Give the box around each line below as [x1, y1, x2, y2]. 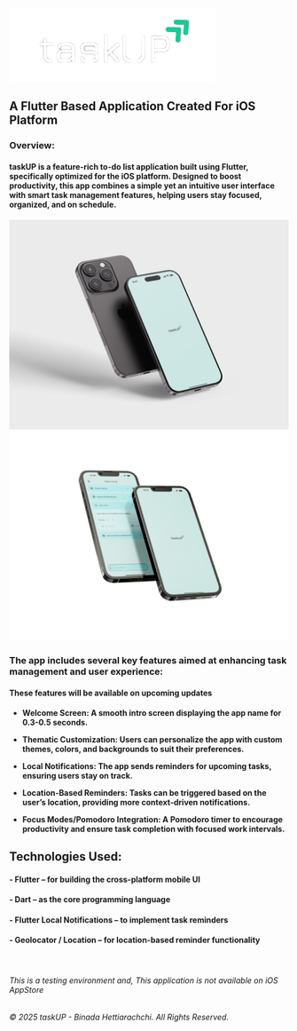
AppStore [9, 984, 44, 995]
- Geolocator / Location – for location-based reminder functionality [9, 935, 261, 946]
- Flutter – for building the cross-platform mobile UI [9, 874, 201, 884]
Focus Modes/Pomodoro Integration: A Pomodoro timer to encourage [21, 813, 284, 824]
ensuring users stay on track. [21, 770, 133, 781]
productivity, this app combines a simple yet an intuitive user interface [9, 180, 275, 191]
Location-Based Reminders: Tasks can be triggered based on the [21, 787, 268, 797]
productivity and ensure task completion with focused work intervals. [21, 823, 285, 834]
